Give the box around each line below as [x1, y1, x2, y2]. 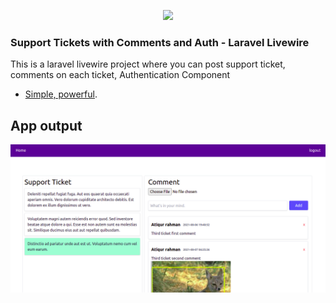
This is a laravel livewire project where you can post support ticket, [10, 58, 286, 70]
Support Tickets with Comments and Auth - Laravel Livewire [10, 35, 310, 49]
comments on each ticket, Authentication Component [10, 69, 231, 81]
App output [10, 117, 83, 134]
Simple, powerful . [24, 88, 98, 100]
